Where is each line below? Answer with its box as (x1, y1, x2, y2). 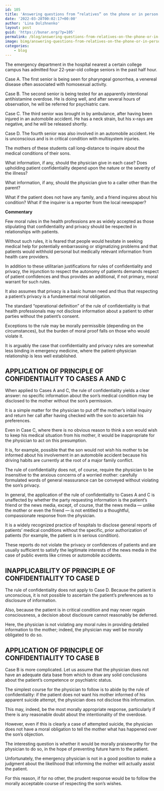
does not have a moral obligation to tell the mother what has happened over (5, 726, 158, 732)
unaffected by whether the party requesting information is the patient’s (5, 497, 147, 503)
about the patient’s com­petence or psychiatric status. (5, 677, 112, 683)
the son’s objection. (5, 731, 44, 737)
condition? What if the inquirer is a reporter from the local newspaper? (5, 199, 146, 205)
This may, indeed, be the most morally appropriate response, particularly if (5, 706, 155, 712)
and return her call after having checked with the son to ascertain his (5, 413, 144, 418)
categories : (5, 43, 29, 48)
